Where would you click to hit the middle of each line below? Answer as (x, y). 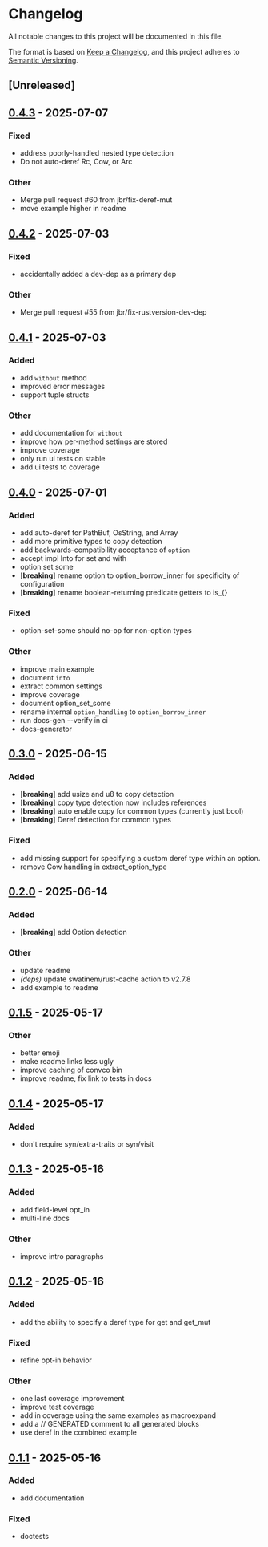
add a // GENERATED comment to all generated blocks (110, 1424)
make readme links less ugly (67, 1062)
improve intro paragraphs (62, 1256)
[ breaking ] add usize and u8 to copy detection (97, 794)
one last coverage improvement (72, 1399)
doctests (34, 1537)
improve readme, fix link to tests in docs (86, 1078)
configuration (42, 583)
